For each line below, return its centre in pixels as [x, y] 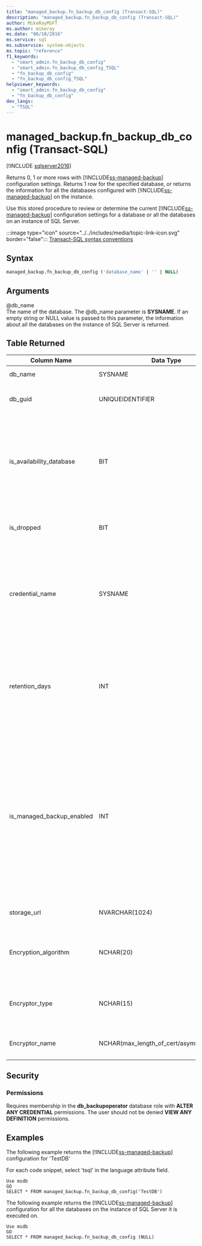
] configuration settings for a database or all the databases [123, 215]
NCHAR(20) [116, 952]
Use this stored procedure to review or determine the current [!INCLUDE [96, 209]
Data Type [166, 360]
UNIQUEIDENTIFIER [127, 399]
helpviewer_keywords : [33, 85]
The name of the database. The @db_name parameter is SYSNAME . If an [97, 311]
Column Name [51, 360]
